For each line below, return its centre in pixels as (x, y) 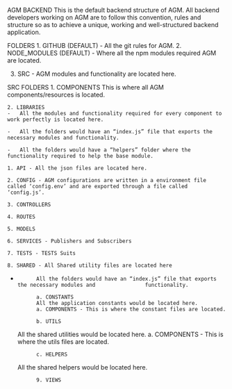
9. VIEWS (49, 380)
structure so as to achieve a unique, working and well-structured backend (113, 25)
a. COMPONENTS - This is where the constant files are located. (131, 309)
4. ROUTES (22, 217)
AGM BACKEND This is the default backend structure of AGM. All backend (114, 10)
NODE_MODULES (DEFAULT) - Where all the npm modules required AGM (112, 53)
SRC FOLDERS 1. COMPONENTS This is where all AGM (86, 87)
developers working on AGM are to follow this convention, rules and (104, 17)
